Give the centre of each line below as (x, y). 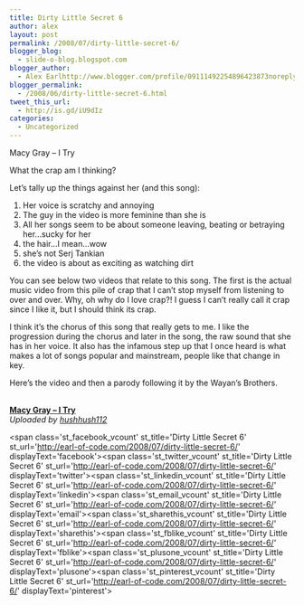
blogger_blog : (36, 52)
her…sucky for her (57, 234)
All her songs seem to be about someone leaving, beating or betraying (153, 224)
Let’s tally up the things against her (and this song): (105, 188)
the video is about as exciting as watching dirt (108, 263)
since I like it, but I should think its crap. (83, 309)
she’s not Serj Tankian (63, 253)
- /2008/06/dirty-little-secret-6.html (93, 93)
